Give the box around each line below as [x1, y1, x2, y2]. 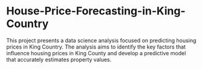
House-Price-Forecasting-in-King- [6, 4, 186, 18]
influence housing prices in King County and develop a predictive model [6, 49, 186, 56]
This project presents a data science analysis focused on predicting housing [6, 37, 197, 44]
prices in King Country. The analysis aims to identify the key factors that [6, 43, 186, 50]
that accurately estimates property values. [6, 56, 112, 63]
